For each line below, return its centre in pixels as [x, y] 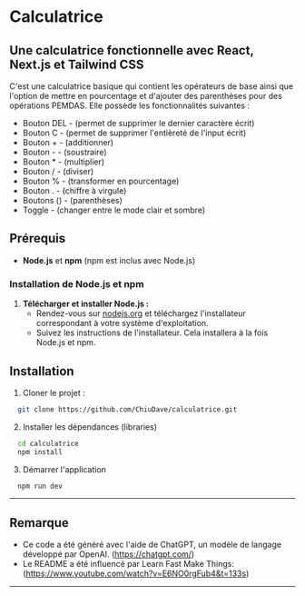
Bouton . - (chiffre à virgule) [74, 191]
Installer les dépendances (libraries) [89, 427]
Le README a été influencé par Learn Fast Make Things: [128, 564]
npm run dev [40, 486]
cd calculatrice [48, 443]
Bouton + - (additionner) [68, 142]
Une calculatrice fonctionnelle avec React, [132, 50]
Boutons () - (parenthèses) [72, 200]
